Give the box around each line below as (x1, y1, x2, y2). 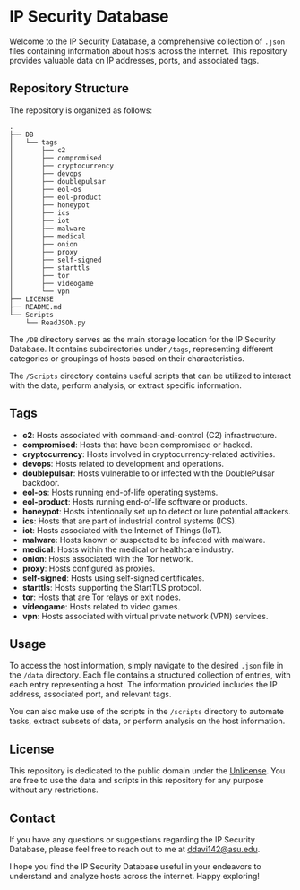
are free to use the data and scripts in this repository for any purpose (9, 775, 264, 786)
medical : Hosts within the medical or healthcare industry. (21, 544, 235, 555)
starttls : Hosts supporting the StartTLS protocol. (21, 582, 201, 592)
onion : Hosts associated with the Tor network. (21, 553, 193, 564)
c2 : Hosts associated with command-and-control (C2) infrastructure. (21, 429, 278, 440)
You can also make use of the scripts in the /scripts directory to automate (9, 706, 285, 717)
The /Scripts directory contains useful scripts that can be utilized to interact (9, 370, 292, 381)
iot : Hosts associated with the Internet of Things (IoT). (21, 524, 222, 535)
